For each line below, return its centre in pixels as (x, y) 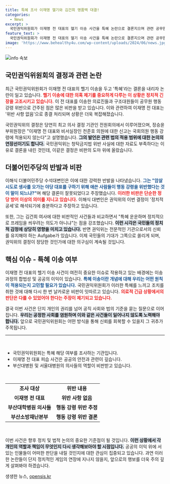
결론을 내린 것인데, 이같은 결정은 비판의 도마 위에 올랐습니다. (74, 150)
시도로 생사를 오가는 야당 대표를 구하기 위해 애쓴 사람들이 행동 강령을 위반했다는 (82, 187)
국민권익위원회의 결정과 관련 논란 (54, 76)
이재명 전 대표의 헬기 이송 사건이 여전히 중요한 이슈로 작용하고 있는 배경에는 (79, 273)
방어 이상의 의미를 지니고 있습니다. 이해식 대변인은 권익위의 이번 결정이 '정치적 (87, 199)
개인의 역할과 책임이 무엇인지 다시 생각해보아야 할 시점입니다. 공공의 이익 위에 (81, 447)
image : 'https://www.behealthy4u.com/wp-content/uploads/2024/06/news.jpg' (87, 43)
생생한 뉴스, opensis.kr (28, 476)
